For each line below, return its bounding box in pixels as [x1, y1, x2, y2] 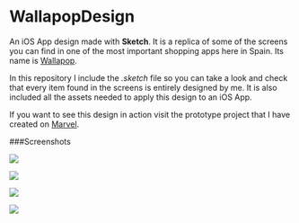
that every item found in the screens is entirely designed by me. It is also [9, 82, 277, 93]
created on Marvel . [9, 119, 80, 129]
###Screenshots [9, 136, 72, 147]
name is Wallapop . [9, 55, 78, 66]
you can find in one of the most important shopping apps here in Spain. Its [9, 45, 285, 56]
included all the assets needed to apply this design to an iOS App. [9, 92, 253, 103]
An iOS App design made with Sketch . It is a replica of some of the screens [9, 36, 288, 47]
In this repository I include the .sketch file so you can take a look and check [9, 72, 288, 83]
